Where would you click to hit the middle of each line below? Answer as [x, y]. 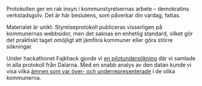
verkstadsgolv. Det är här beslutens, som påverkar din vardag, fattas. [94, 15]
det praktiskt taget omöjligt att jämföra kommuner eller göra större [90, 40]
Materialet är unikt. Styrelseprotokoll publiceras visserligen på [84, 27]
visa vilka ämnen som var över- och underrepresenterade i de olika [91, 71]
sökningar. [20, 46]
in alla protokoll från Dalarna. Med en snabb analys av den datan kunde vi [99, 65]
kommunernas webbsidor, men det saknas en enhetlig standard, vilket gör [100, 34]
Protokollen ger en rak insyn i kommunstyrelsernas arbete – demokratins [98, 9]
